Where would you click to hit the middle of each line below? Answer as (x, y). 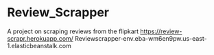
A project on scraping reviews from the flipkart (73, 31)
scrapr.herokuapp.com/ (40, 38)
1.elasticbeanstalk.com (39, 45)
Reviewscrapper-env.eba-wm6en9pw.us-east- (141, 38)
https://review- (161, 31)
